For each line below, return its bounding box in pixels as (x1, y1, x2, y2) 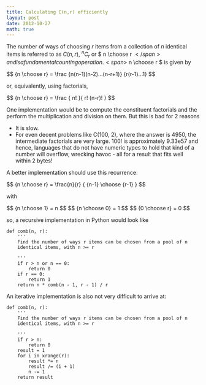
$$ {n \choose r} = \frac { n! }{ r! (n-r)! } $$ (6, 94, 115, 101)
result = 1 (17, 347, 45, 353)
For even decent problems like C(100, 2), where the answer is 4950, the (15, 131, 196, 138)
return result (17, 374, 53, 380)
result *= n (28, 358, 59, 364)
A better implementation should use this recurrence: (6, 169, 138, 176)
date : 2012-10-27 (6, 20, 51, 26)
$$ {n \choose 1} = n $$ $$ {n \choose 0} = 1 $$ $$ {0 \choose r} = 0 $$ (6, 204, 191, 212)
